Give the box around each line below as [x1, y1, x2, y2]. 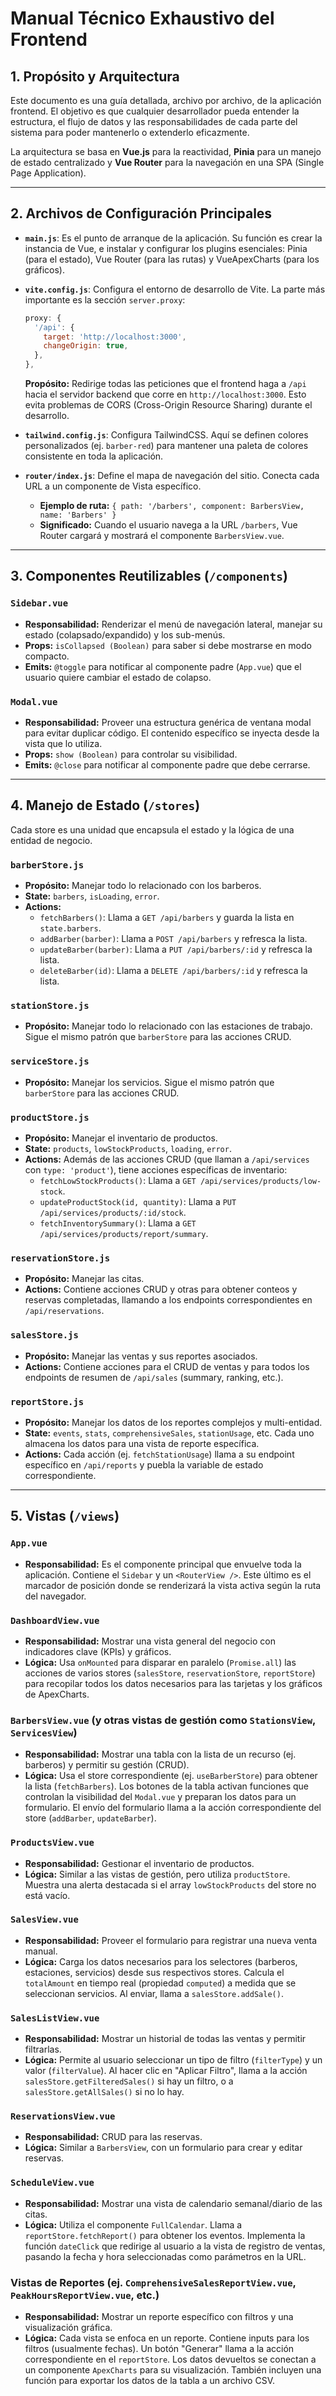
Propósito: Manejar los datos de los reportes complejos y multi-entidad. [24, 1416, 323, 1428]
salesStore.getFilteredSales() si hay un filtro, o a [24, 2075, 234, 2087]
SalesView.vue [10, 1914, 79, 1926]
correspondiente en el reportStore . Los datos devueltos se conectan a [24, 2353, 317, 2365]
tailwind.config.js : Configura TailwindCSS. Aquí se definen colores [24, 429, 309, 441]
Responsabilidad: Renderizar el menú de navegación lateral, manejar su [24, 618, 323, 630]
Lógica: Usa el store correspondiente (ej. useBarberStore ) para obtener [24, 1770, 318, 1782]
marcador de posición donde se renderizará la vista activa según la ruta [24, 1579, 322, 1591]
